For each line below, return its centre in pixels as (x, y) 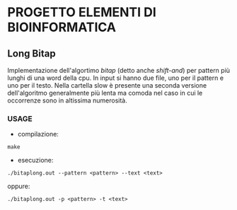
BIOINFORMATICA (62, 27)
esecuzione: (35, 161)
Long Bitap (31, 53)
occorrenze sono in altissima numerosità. (67, 100)
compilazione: (38, 134)
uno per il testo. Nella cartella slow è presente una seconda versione (107, 85)
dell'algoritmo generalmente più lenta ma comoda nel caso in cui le (105, 93)
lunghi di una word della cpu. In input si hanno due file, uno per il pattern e (116, 78)
